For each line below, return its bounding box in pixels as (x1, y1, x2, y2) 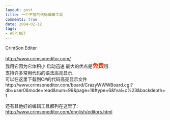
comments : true (5, 17, 38, 22)
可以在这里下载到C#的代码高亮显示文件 (5, 76, 88, 82)
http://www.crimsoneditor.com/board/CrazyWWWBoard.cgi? (5, 82, 133, 88)
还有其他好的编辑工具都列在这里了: (5, 103, 78, 109)
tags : (5, 26, 17, 31)
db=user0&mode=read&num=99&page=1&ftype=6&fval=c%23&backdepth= (5, 87, 165, 93)
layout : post (5, 7, 33, 13)
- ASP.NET (5, 31, 26, 36)
